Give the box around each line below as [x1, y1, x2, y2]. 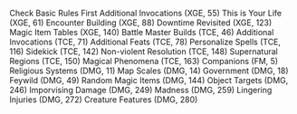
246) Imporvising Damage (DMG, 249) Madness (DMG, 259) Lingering [9, 85, 273, 95]
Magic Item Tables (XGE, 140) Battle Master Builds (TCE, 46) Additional [9, 27, 274, 37]
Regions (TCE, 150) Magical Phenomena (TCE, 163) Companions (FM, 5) [9, 56, 279, 66]
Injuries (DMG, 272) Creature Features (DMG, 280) [9, 94, 198, 105]
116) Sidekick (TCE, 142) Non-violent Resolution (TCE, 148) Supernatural [9, 46, 278, 57]
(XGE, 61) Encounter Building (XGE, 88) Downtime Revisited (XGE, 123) [9, 17, 273, 28]
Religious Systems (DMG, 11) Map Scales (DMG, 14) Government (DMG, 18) [9, 65, 289, 76]
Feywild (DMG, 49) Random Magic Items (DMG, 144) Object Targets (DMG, [9, 75, 289, 85]
